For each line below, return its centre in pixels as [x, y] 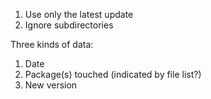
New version [51, 85]
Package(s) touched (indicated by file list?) [113, 74]
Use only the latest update [79, 14]
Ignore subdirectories [69, 25]
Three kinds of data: [52, 44]
